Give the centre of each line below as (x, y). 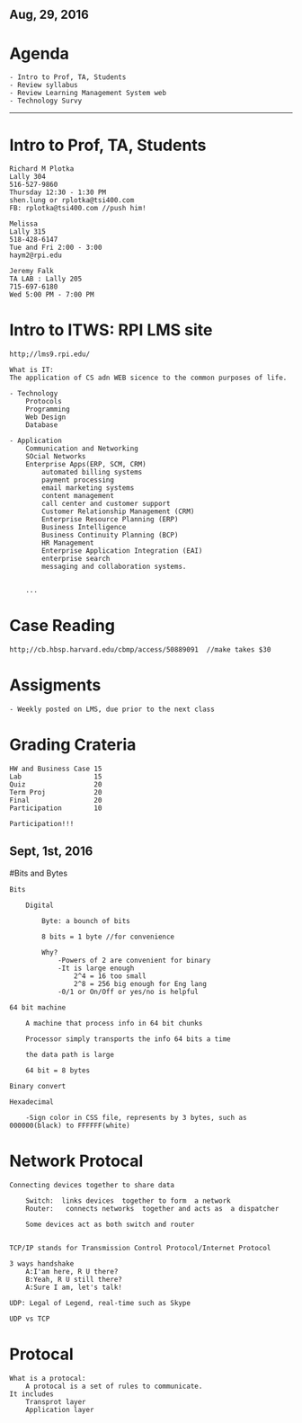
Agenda (39, 53)
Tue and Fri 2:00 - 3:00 (56, 248)
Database (42, 425)
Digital (40, 905)
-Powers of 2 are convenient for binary (134, 960)
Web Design (46, 417)
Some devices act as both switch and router (110, 1224)
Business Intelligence (84, 528)
